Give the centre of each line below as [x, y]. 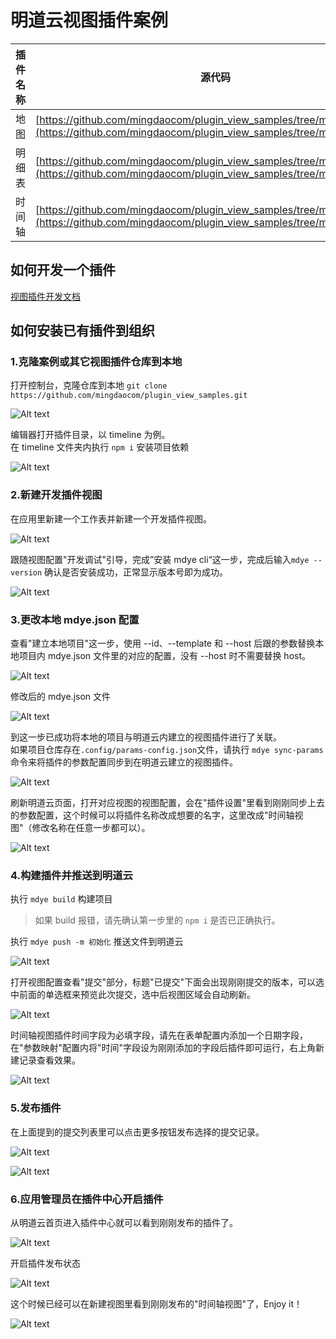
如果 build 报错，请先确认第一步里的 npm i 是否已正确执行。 [157, 920]
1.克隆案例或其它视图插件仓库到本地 [96, 362]
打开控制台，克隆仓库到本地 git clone [89, 385]
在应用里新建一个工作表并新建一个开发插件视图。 [111, 518]
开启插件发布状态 [45, 1263]
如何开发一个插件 [63, 270]
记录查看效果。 [49, 1060]
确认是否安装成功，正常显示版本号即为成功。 [136, 572]
